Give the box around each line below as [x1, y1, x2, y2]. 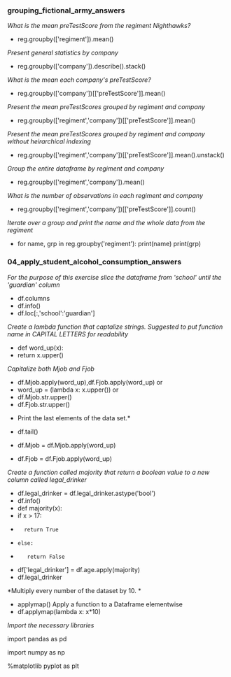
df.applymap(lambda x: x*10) [17, 607, 101, 615]
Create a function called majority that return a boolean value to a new [7, 468, 210, 476]
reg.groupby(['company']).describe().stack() [17, 62, 146, 71]
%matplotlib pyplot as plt [7, 662, 79, 670]
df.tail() [17, 427, 38, 436]
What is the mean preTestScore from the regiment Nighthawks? [7, 22, 191, 30]
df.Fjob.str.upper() [17, 400, 70, 408]
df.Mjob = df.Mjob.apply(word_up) [17, 441, 116, 449]
